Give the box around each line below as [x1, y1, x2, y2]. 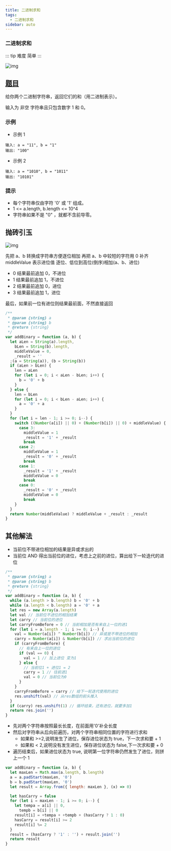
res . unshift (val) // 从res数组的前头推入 [14, 694, 98, 699]
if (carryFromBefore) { [14, 641, 66, 646]
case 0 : [18, 483, 36, 488]
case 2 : [18, 444, 36, 450]
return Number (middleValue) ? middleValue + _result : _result [10, 511, 147, 517]
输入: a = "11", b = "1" [5, 142, 57, 148]
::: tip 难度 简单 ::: [5, 52, 42, 59]
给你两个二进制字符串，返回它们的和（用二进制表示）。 [5, 94, 120, 100]
